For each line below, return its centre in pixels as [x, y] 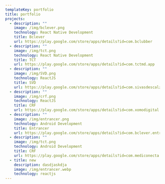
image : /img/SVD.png [35, 74]
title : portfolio [23, 14]
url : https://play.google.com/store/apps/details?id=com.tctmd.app [84, 64]
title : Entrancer [32, 128]
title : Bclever [29, 37]
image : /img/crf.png [35, 96]
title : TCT [25, 60]
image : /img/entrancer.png [41, 119]
